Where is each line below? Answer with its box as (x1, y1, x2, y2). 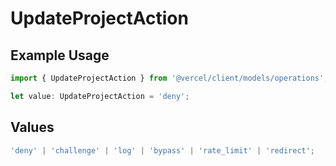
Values (10, 119, 55, 136)
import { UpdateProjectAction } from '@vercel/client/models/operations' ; (10, 73, 329, 83)
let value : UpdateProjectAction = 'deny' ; (10, 91, 190, 101)
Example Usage (10, 47, 110, 64)
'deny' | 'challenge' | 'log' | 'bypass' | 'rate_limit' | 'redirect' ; (10, 145, 316, 156)
